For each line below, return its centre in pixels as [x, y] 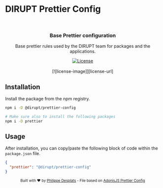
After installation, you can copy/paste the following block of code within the [82, 148]
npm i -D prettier [24, 121]
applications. [83, 51]
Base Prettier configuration [83, 35]
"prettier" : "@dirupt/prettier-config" [50, 167]
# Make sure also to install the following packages [60, 117]
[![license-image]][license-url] [83, 71]
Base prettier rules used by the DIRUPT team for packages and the [83, 46]
